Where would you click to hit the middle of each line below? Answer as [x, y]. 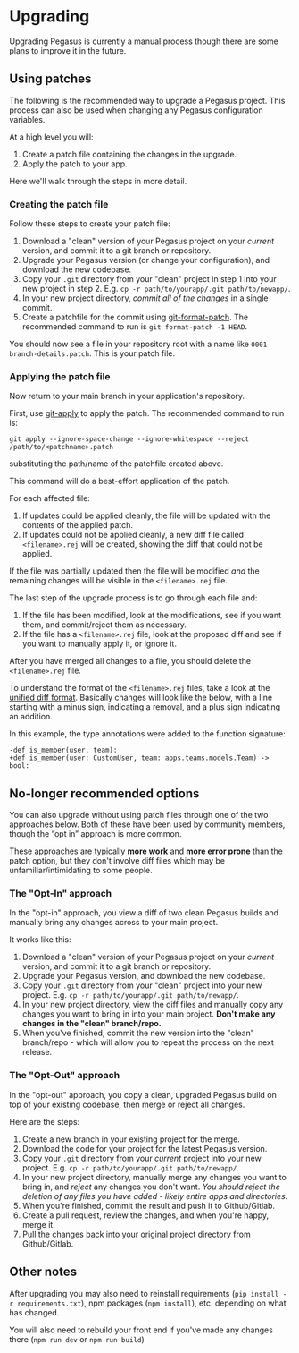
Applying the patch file [60, 376]
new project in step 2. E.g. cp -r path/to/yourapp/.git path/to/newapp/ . [156, 289]
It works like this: [40, 940]
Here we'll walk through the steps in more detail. [98, 181]
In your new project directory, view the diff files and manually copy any [153, 1005]
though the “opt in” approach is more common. [96, 834]
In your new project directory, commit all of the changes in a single [145, 298]
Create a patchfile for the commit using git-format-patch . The [135, 317]
